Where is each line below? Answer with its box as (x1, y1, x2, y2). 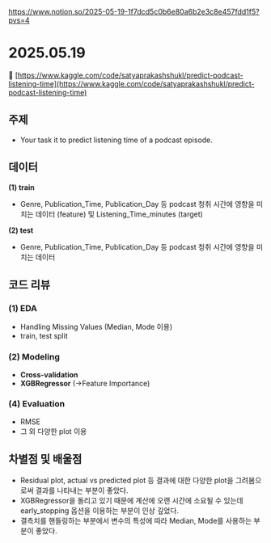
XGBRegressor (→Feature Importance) (19, 378, 150, 388)
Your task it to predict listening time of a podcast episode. (19, 135, 213, 145)
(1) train (8, 182, 35, 192)
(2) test (8, 225, 34, 235)
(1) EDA (8, 302, 38, 314)
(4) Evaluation (8, 398, 66, 410)
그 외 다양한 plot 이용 (19, 426, 87, 436)
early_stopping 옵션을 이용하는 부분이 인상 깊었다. (19, 505, 180, 516)
